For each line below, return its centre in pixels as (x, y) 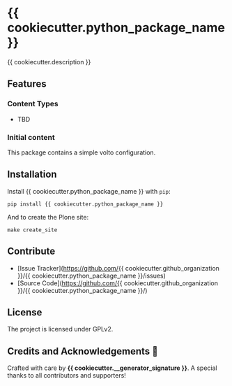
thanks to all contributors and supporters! (67, 376)
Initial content (31, 137)
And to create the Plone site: (48, 217)
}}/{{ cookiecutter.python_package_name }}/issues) (91, 276)
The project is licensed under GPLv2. (60, 329)
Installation (32, 174)
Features (27, 84)
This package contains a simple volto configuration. (82, 152)
